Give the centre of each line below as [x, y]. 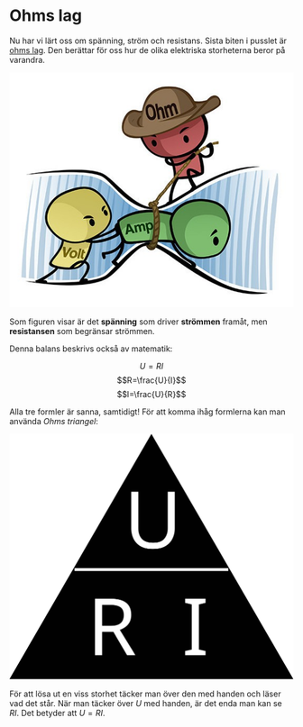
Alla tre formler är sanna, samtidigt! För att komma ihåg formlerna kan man [147, 412]
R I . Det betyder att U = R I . [57, 713]
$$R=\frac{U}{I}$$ [151, 380]
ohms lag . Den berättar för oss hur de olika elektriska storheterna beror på [147, 50]
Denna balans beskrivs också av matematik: [91, 349]
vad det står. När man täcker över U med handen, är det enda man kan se [146, 704]
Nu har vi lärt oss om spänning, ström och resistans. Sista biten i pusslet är [148, 41]
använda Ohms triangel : [54, 421]
